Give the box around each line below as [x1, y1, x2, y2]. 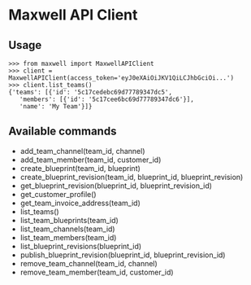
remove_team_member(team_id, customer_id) [19, 267, 174, 277]
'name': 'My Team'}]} [19, 103, 93, 111]
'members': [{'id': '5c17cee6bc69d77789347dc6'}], [19, 95, 195, 103]
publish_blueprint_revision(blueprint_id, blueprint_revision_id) [19, 250, 226, 260]
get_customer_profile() [19, 189, 97, 199]
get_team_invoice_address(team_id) [19, 198, 141, 208]
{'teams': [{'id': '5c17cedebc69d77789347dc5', [8, 88, 173, 96]
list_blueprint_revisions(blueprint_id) [19, 241, 142, 251]
